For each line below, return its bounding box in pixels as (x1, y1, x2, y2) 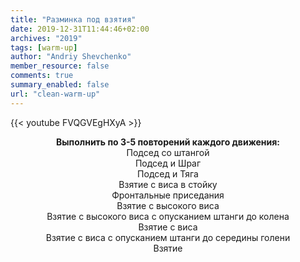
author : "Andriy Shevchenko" (10, 52, 132, 62)
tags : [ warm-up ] (10, 42, 78, 53)
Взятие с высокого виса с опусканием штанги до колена (46, 210, 290, 222)
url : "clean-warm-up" (10, 89, 101, 99)
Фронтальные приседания (111, 189, 225, 201)
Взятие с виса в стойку (118, 178, 218, 190)
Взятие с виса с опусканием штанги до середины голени (45, 231, 291, 243)
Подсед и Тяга (137, 167, 199, 180)
